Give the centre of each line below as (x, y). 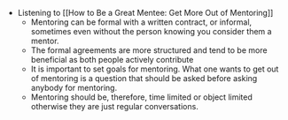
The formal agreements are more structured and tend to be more (149, 50)
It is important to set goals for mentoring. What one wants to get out (155, 69)
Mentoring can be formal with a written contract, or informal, (141, 22)
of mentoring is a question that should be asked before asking (144, 78)
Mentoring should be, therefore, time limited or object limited (141, 97)
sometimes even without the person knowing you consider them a (151, 31)
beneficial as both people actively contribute (112, 60)
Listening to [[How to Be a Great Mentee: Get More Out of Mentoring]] (145, 13)
